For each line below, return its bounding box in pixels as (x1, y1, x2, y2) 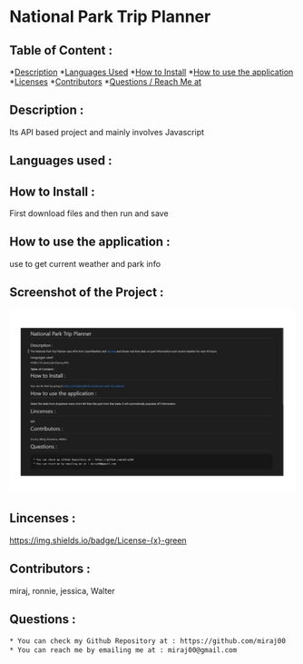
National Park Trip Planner (9, 6, 211, 27)
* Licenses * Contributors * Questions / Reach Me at (9, 76, 202, 87)
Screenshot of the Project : (9, 284, 164, 301)
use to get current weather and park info (9, 258, 161, 269)
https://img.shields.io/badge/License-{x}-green (9, 534, 188, 546)
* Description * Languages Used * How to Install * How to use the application (9, 66, 294, 77)
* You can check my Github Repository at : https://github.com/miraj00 (9, 637, 286, 646)
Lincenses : (9, 510, 76, 526)
